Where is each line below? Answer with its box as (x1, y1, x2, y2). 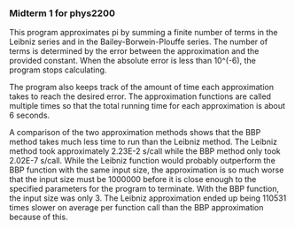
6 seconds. (9, 110, 50, 121)
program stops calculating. (9, 65, 107, 75)
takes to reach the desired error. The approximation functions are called (9, 91, 272, 102)
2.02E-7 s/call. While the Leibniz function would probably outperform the (9, 156, 276, 166)
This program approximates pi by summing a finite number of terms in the (9, 27, 278, 38)
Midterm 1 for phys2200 (9, 7, 115, 19)
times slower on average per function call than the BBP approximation (9, 202, 264, 213)
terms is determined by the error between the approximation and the (9, 46, 260, 57)
